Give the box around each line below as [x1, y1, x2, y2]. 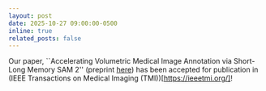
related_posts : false [8, 34, 82, 43]
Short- [234, 56, 255, 66]
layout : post [8, 11, 53, 20]
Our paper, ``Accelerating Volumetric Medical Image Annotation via [8, 56, 233, 66]
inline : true [8, 27, 53, 35]
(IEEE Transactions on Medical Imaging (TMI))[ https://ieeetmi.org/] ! [8, 73, 234, 83]
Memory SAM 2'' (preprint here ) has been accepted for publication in [27, 65, 259, 75]
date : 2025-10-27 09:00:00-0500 [8, 19, 118, 27]
